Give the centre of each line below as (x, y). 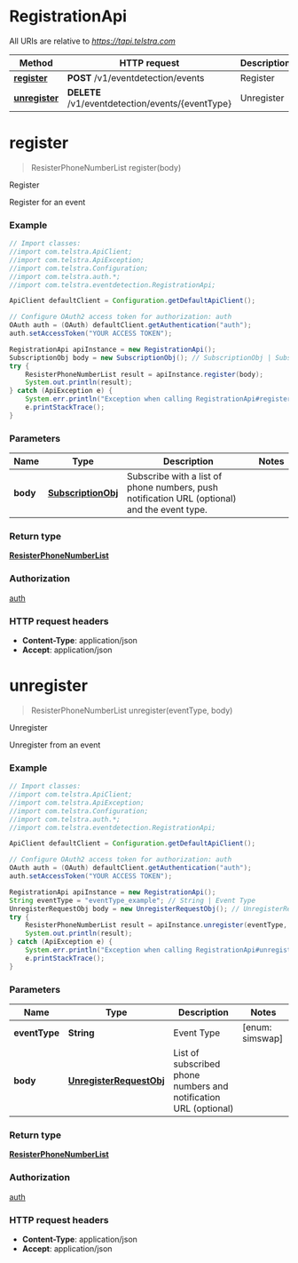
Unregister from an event (55, 745)
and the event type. (168, 510)
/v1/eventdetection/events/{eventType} (149, 103)
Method (36, 62)
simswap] (263, 1039)
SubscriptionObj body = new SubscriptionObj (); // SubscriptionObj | (141, 357)
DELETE (84, 92)
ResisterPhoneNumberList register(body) (106, 167)
